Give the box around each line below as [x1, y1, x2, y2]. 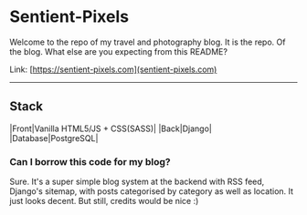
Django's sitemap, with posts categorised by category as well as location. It [9, 186, 294, 197]
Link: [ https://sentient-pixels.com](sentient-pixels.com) [9, 64, 217, 75]
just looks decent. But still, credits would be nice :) [9, 196, 199, 207]
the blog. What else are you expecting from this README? [9, 46, 228, 56]
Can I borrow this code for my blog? [9, 155, 171, 168]
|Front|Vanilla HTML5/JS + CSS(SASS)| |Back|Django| [9, 123, 212, 134]
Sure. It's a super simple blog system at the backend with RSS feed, [9, 176, 265, 188]
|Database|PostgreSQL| [9, 132, 99, 143]
